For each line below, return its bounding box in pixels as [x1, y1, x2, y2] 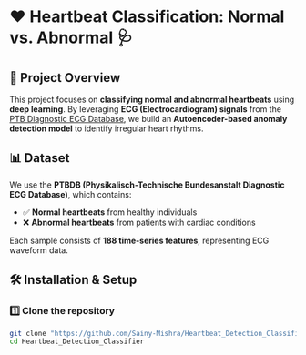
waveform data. [9, 244, 68, 256]
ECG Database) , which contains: [9, 188, 132, 199]
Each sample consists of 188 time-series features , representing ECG [9, 235, 270, 246]
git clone [9, 329, 47, 338]
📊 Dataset [9, 150, 70, 166]
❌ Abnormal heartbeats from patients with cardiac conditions [22, 217, 257, 228]
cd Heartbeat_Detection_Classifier [9, 337, 145, 347]
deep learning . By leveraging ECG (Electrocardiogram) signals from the [9, 104, 282, 115]
